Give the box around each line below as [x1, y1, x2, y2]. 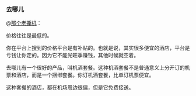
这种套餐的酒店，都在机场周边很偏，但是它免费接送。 [6, 84, 134, 91]
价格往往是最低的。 [6, 32, 52, 39]
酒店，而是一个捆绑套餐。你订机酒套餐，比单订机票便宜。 [16, 71, 155, 78]
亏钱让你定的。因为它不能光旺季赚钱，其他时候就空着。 [6, 52, 139, 59]
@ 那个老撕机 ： [6, 19, 42, 27]
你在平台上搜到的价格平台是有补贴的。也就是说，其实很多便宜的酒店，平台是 [6, 44, 190, 52]
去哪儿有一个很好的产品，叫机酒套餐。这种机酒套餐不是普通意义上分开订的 [6, 64, 185, 71]
